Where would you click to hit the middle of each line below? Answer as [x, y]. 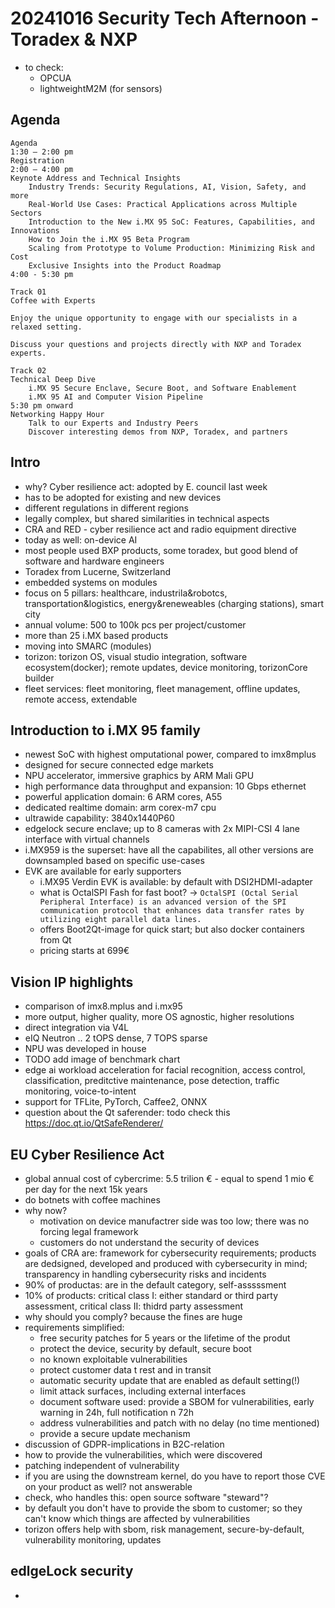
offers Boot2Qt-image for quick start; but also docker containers [172, 929]
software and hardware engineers [94, 561]
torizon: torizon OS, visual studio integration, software [136, 656]
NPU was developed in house [85, 1049]
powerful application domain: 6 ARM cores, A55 [123, 797]
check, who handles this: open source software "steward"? [146, 1497]
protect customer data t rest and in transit [125, 1370]
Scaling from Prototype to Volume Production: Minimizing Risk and [171, 248]
